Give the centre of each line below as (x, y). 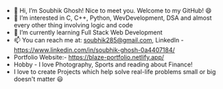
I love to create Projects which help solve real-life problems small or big (115, 72)
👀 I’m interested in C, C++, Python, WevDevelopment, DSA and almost (113, 18)
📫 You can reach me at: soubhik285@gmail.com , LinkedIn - (98, 40)
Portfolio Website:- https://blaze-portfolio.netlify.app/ (89, 57)
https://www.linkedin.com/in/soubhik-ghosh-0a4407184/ (94, 50)
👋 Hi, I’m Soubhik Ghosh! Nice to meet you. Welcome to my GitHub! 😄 (113, 11)
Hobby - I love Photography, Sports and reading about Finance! (103, 64)
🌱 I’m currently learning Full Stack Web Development (88, 32)
